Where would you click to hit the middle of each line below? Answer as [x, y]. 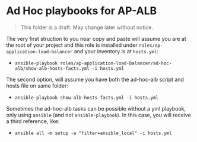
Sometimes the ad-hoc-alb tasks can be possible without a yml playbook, [96, 108]
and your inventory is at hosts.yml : [116, 51]
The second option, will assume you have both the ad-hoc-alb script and [95, 79]
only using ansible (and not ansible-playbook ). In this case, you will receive [99, 115]
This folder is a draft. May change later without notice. [87, 27]
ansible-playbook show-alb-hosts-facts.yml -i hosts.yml [87, 98]
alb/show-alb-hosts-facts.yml [52, 68]
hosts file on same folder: [37, 85]
